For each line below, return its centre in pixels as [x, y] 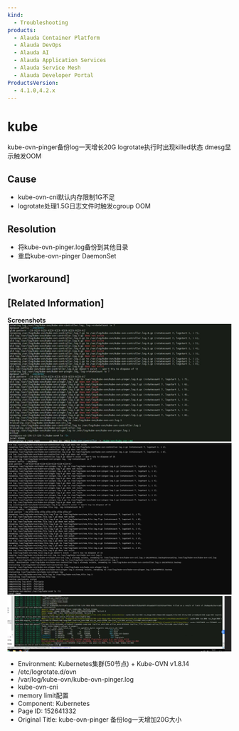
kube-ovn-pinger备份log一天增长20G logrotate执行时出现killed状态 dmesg [116, 147]
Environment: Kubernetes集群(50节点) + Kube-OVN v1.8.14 [103, 663]
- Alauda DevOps [38, 45]
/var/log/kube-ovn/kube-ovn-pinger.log [75, 679]
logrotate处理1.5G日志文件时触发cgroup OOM [84, 206]
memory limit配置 [43, 695]
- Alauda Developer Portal [54, 75]
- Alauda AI [32, 53]
